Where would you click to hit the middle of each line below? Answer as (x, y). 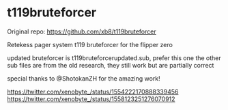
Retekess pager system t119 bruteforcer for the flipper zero (90, 44)
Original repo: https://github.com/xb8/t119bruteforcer (82, 31)
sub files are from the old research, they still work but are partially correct (111, 65)
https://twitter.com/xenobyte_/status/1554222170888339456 (93, 92)
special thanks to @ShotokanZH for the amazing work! (84, 78)
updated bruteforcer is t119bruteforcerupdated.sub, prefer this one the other (114, 58)
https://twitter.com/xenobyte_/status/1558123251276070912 (91, 99)
